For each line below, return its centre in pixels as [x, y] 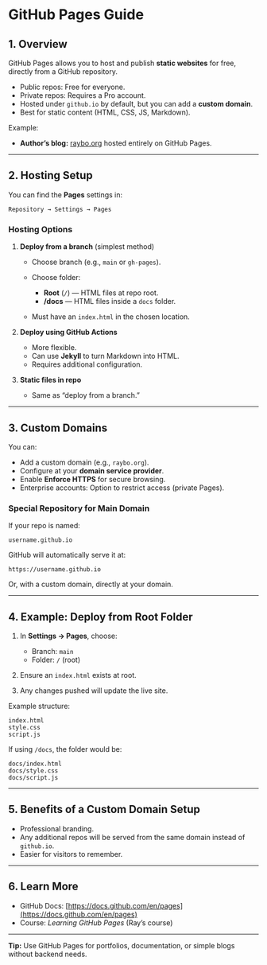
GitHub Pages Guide [76, 15]
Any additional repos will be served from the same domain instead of [132, 837]
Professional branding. [56, 828]
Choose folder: [56, 278]
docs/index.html [35, 764]
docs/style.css [33, 771]
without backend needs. [48, 954]
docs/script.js [33, 778]
